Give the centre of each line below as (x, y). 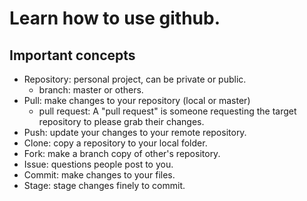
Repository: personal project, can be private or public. (135, 79)
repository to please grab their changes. (121, 121)
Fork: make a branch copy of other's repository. (122, 153)
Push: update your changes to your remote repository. (135, 132)
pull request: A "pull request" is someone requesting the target (167, 111)
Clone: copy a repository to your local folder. (115, 143)
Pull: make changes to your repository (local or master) (137, 100)
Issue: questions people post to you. (98, 164)
